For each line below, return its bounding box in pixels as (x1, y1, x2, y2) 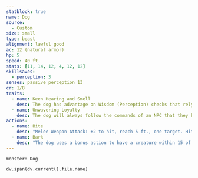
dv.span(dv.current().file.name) (6, 166, 88, 172)
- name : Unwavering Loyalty (11, 107, 81, 113)
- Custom (11, 25, 33, 31)
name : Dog (6, 14, 31, 20)
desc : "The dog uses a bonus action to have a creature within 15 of (16, 139, 192, 146)
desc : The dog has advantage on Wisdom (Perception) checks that (16, 101, 181, 108)
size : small (6, 31, 35, 36)
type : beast (6, 36, 35, 42)
